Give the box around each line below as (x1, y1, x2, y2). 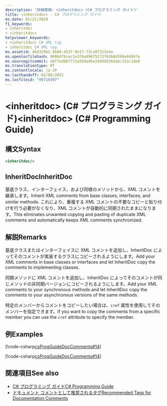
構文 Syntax (5, 145, 41, 153)
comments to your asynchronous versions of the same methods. (5, 292, 139, 298)
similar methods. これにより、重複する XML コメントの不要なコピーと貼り (5, 199, 158, 205)
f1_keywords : (5, 21, 33, 27)
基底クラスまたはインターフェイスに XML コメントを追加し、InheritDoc (5, 247, 152, 253)
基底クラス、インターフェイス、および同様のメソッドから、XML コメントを (5, 186, 160, 192)
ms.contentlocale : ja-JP (5, 68, 57, 73)
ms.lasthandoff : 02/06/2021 (5, 73, 64, 78)
